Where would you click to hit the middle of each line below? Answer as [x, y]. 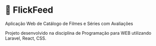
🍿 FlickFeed [29, 10]
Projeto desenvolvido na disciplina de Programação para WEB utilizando [78, 33]
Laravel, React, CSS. [26, 38]
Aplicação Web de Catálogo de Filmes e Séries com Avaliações [69, 23]
